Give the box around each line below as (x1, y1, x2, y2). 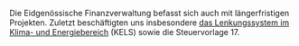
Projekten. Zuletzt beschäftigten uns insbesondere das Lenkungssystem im (9, 17, 290, 28)
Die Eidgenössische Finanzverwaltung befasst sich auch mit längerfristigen (9, 8, 290, 18)
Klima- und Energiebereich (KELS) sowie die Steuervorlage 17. (9, 27, 240, 37)
